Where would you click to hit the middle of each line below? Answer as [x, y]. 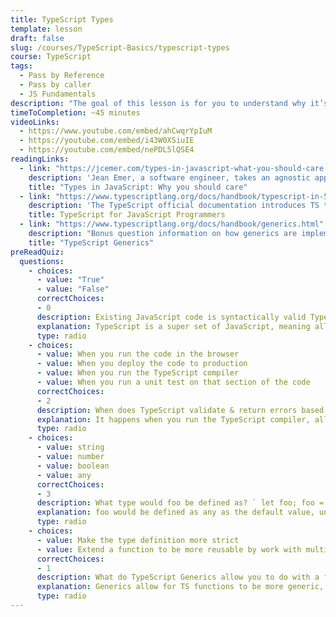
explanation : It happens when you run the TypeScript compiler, [173, 419]
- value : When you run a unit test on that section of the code [173, 382]
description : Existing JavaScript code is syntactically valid [171, 317]
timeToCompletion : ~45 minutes [75, 112]
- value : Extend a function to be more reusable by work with [169, 549]
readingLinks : [40, 159]
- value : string [70, 447]
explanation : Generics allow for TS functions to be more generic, [180, 587]
